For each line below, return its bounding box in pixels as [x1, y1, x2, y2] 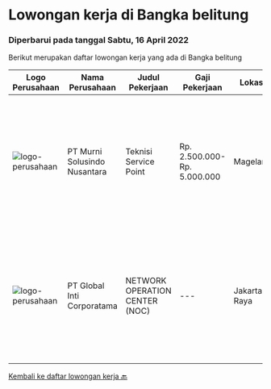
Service [125, 156, 155, 167]
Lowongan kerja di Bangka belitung [8, 6, 249, 24]
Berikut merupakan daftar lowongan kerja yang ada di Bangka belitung [8, 52, 243, 62]
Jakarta [233, 285, 263, 296]
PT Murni [67, 146, 102, 157]
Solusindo [67, 156, 106, 167]
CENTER [125, 295, 158, 307]
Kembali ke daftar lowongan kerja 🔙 [8, 371, 127, 381]
